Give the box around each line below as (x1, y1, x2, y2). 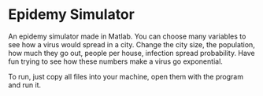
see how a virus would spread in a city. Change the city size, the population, (8, 39, 256, 49)
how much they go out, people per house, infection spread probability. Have (8, 48, 255, 57)
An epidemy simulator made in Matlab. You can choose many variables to (8, 31, 246, 41)
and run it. (8, 80, 42, 90)
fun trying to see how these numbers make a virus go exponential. (8, 57, 223, 66)
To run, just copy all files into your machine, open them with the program (8, 72, 244, 81)
